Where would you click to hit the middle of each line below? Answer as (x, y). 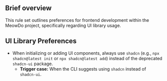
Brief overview (28, 8)
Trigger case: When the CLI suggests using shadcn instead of (83, 69)
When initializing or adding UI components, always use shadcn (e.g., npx (86, 53)
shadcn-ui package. (33, 64)
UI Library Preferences (41, 41)
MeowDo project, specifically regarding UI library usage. (63, 25)
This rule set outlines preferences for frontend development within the (77, 20)
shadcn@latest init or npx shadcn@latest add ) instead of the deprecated (87, 58)
